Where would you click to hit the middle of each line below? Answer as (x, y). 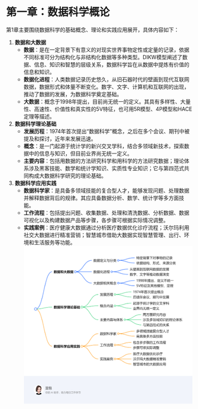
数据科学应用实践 (35, 183)
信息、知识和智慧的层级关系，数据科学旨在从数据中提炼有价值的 (112, 64)
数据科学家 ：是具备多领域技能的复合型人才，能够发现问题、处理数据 (106, 190)
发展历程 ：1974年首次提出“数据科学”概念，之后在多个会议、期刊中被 (107, 131)
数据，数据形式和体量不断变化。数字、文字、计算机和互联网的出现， (106, 87)
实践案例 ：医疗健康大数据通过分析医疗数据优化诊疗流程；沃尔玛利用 (106, 227)
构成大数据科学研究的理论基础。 (68, 175)
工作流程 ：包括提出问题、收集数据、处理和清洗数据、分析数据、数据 (106, 213)
